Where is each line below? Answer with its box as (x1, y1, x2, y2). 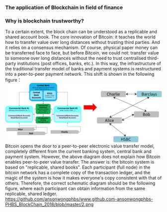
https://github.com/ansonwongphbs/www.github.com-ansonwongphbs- (5, 196, 153, 202)
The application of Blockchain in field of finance (5, 4, 123, 11)
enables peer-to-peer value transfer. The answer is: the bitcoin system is (5, 159, 155, 165)
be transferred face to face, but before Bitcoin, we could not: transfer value (5, 50, 159, 56)
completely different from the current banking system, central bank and (5, 148, 152, 154)
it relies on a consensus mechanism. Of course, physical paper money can (5, 44, 158, 51)
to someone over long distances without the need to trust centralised (5, 55, 147, 61)
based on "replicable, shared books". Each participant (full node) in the (5, 164, 151, 170)
